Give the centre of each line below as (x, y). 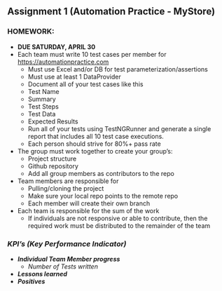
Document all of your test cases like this (85, 84)
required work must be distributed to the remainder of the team (119, 225)
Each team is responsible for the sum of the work (88, 210)
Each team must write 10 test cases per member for (92, 54)
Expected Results (53, 121)
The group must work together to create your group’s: (95, 151)
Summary (42, 99)
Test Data (42, 114)
